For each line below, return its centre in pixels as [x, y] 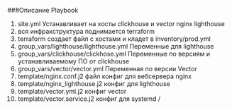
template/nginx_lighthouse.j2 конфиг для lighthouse [94, 84]
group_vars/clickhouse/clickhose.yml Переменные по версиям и [114, 54]
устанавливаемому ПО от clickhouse [73, 61]
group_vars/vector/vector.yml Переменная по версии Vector [107, 69]
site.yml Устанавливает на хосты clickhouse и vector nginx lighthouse [121, 24]
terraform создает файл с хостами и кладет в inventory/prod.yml [114, 39]
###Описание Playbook [43, 10]
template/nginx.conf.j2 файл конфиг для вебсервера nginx [105, 76]
